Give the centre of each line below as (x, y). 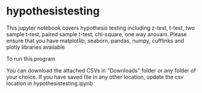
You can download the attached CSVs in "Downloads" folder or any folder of (101, 70)
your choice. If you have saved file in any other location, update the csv (95, 77)
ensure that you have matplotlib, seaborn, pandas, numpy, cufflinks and (95, 40)
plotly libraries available (36, 47)
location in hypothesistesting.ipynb (50, 83)
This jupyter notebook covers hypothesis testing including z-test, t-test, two (100, 28)
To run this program (31, 59)
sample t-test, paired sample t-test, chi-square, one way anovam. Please (96, 34)
